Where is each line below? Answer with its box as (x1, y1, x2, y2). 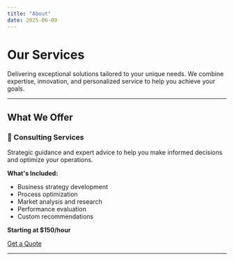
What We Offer (7, 111, 73, 123)
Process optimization (17, 190, 78, 199)
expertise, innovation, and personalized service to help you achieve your (7, 77, 216, 86)
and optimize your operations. (7, 156, 93, 164)
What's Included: (7, 169, 58, 178)
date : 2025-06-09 (7, 17, 58, 24)
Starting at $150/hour (7, 226, 71, 234)
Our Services (7, 47, 85, 63)
